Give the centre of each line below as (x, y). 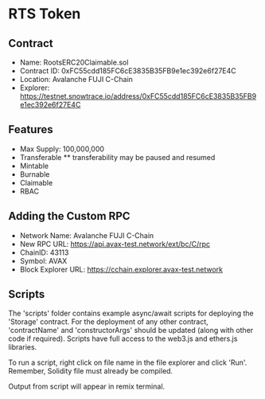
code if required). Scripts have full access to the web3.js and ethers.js (123, 338)
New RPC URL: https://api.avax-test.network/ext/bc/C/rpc (115, 244)
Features (31, 129)
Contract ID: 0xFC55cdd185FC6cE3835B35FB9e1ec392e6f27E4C (128, 71)
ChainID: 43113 (44, 252)
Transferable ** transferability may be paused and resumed (117, 157)
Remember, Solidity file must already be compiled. (91, 371)
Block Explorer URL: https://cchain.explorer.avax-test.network (121, 269)
